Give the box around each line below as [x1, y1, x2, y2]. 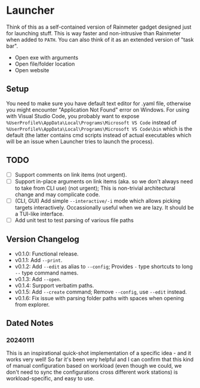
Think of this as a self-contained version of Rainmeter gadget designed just [6, 23, 192, 30]
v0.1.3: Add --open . [14, 275, 61, 282]
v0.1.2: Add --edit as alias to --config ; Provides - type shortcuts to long [14, 263, 193, 270]
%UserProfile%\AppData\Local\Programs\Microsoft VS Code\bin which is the [6, 125, 193, 132]
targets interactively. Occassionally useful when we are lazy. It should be [14, 204, 194, 211]
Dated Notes [6, 318, 54, 328]
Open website [14, 66, 50, 73]
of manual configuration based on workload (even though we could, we [6, 362, 182, 369]
